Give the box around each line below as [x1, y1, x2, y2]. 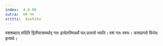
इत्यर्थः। [5, 36, 18, 42]
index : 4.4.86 [5, 7, 37, 12]
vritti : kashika [5, 16, 41, 21]
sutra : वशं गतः [5, 12, 34, 17]
